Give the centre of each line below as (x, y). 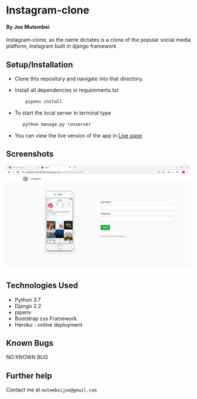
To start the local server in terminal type (63, 113)
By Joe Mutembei (28, 26)
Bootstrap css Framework (46, 318)
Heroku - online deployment (48, 324)
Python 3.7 (28, 300)
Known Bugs (30, 343)
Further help (29, 376)
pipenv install (44, 102)
